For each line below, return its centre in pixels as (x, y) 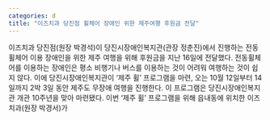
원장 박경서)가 (46, 108)
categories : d (32, 16)
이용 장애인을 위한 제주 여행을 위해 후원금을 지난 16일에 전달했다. (131, 57)
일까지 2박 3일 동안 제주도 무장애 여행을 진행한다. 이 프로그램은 (108, 87)
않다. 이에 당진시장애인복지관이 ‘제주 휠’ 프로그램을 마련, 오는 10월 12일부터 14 (139, 77)
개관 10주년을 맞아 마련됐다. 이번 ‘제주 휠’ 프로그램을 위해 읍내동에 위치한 (131, 97)
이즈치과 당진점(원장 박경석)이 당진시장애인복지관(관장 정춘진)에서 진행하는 (126, 47)
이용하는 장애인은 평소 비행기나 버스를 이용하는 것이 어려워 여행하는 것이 (137, 67)
